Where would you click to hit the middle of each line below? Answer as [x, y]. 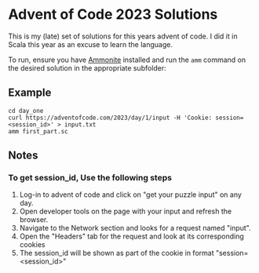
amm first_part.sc [38, 131]
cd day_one [26, 111]
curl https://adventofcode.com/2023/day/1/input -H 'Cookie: [110, 118]
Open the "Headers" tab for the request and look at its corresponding [132, 236]
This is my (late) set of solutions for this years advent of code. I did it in [123, 36]
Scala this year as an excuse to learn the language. [90, 44]
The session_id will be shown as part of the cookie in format [117, 253]
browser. [34, 220]
